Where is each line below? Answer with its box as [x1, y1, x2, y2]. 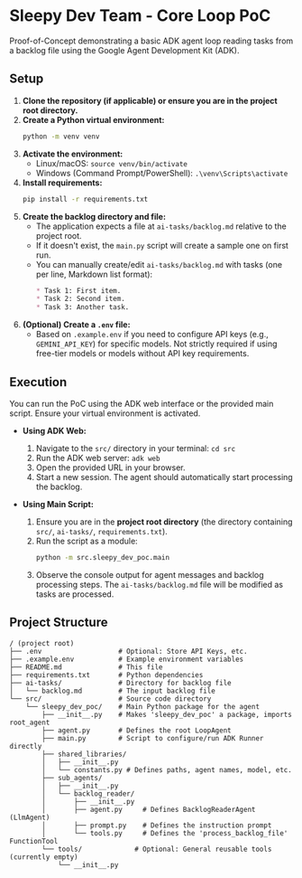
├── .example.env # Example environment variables [9, 655, 244, 664]
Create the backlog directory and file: [22, 211, 167, 222]
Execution [9, 374, 68, 390]
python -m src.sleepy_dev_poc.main [35, 552, 169, 562]
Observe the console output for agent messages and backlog [35, 569, 264, 580]
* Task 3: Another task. [35, 303, 130, 312]
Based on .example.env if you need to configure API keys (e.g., [35, 329, 269, 340]
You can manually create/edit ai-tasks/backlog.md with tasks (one [35, 259, 282, 269]
